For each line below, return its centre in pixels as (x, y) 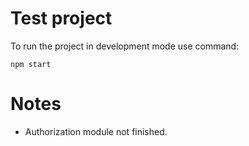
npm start (31, 64)
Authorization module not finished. (96, 131)
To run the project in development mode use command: (125, 46)
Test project (61, 18)
